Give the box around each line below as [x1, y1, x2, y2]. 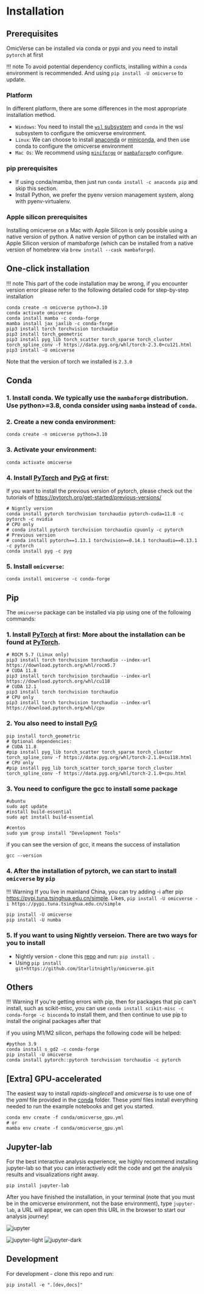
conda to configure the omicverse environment [15, 142, 133, 150]
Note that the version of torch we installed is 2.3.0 [6, 357, 133, 365]
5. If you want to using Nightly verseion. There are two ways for [6, 931, 198, 940]
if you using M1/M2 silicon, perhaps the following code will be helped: [6, 1029, 181, 1036]
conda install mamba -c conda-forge [6, 315, 99, 321]
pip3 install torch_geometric [6, 331, 83, 337]
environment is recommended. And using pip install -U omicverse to [6, 69, 183, 77]
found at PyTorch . [6, 638, 61, 646]
